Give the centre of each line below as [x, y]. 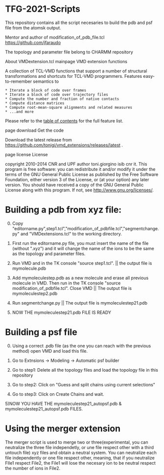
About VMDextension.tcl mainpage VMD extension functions [66, 61]
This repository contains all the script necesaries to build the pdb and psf [79, 23]
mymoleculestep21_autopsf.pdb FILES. [44, 409]
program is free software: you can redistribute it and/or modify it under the [80, 169]
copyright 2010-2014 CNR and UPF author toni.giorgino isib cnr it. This [76, 164]
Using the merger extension [63, 428]
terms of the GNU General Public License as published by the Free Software [82, 174]
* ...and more [20, 112]
